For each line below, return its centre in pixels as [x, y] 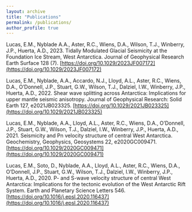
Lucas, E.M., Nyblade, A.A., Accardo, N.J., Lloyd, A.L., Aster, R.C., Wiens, [94, 81]
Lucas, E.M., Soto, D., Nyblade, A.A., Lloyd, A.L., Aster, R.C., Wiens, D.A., [93, 166]
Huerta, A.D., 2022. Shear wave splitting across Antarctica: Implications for [96, 93]
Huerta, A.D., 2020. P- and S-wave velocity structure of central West [88, 178]
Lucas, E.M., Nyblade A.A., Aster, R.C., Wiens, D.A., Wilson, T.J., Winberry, [95, 45]
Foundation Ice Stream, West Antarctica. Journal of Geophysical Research [95, 57]
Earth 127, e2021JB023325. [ [41, 105]
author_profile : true [32, 28]
